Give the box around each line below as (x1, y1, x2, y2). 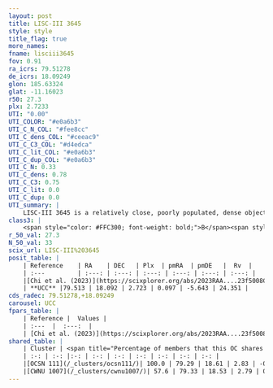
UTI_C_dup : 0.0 (8, 193, 60, 202)
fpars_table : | (8, 307, 60, 315)
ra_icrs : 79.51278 (8, 65, 71, 73)
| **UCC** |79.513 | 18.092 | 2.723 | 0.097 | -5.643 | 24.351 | (23, 284, 249, 293)
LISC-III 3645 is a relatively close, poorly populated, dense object (23, 208, 267, 216)
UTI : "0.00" (8, 111, 49, 119)
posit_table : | (8, 254, 60, 262)
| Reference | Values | (23, 314, 107, 322)
